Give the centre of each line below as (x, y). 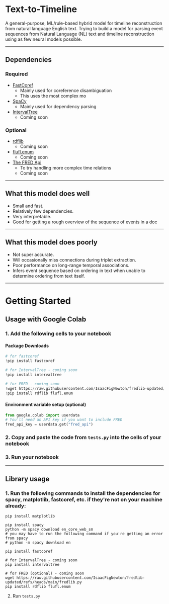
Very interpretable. (32, 216)
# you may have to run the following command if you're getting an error (84, 534)
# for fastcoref (22, 356)
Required (17, 74)
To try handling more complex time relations (66, 167)
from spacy (17, 538)
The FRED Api (27, 162)
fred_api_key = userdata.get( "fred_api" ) (49, 424)
